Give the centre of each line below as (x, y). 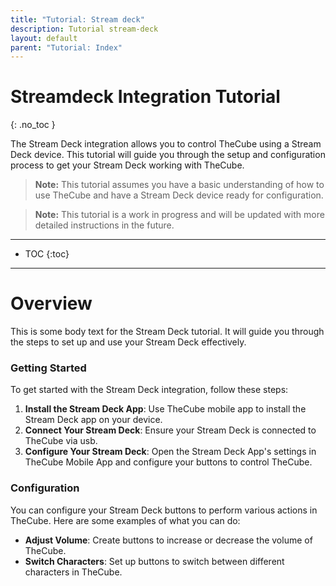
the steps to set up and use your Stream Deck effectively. (128, 342)
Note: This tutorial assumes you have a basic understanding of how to (179, 185)
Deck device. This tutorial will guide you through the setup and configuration (168, 155)
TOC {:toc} (47, 254)
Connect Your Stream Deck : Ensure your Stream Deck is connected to (170, 430)
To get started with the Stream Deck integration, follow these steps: (149, 390)
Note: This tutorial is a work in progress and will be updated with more (179, 215)
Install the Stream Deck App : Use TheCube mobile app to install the (165, 409)
